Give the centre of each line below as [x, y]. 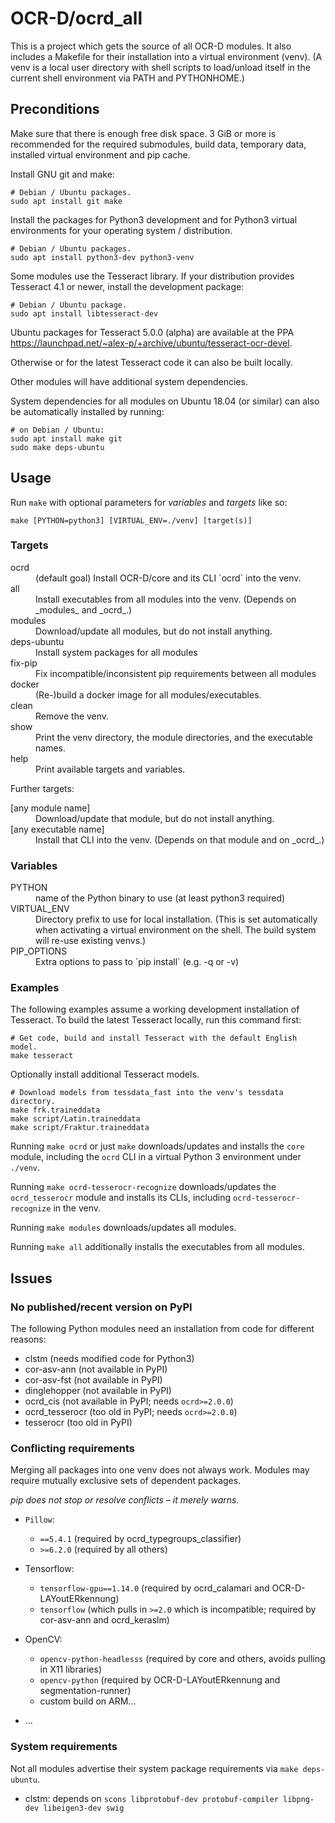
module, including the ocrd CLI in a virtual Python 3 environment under [156, 1157]
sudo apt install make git [66, 438]
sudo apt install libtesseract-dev [84, 313]
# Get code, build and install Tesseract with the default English [154, 1038]
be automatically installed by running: [87, 411]
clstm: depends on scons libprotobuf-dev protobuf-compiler [151, 1798]
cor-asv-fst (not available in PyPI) [93, 1380]
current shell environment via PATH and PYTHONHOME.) [127, 78]
